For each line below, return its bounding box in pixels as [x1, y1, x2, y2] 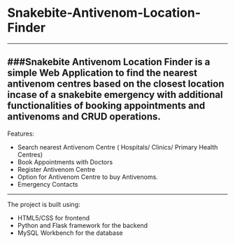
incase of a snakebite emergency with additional [7, 89, 223, 101]
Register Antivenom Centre [17, 165, 96, 173]
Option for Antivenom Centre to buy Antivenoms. [17, 173, 159, 181]
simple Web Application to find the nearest [7, 67, 198, 79]
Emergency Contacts [17, 180, 78, 188]
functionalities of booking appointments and [7, 100, 206, 112]
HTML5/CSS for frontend [17, 213, 90, 222]
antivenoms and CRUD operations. [7, 110, 161, 123]
